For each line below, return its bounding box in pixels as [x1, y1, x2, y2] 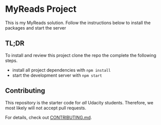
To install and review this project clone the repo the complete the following [5, 52, 157, 58]
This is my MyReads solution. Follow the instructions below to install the [5, 20, 151, 26]
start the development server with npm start [12, 72, 102, 78]
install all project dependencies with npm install [12, 67, 111, 73]
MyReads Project [5, 3, 77, 15]
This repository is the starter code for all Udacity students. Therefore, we [5, 99, 154, 105]
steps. [5, 58, 18, 63]
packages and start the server [5, 25, 66, 31]
